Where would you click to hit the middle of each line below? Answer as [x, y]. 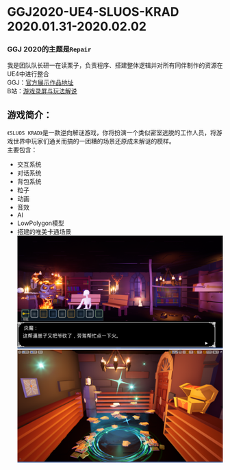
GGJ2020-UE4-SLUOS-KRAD [93, 12]
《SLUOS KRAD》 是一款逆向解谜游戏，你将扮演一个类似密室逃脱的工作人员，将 [112, 133]
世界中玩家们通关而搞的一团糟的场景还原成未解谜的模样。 [94, 141]
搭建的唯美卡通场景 [44, 232]
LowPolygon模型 [40, 223]
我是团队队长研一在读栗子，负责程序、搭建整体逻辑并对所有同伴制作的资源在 [115, 65]
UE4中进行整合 [28, 74]
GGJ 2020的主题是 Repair [49, 49]
